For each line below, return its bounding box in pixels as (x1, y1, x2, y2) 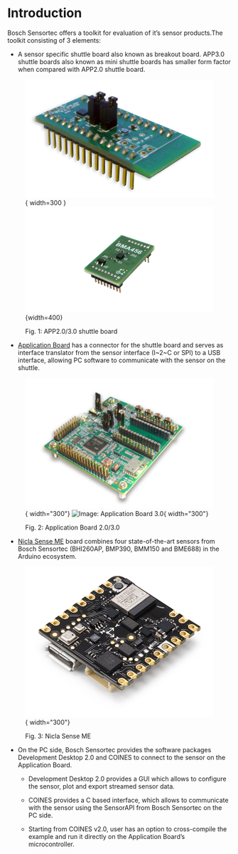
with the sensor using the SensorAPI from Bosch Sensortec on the (28, 803, 222, 812)
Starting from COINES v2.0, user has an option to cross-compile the (28, 825, 227, 833)
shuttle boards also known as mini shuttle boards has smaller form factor (17, 57, 231, 65)
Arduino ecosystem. (17, 552, 77, 561)
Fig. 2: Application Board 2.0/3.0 (25, 523, 120, 532)
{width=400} (25, 313, 63, 322)
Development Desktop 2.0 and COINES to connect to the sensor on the (17, 753, 226, 762)
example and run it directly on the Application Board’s (28, 833, 185, 841)
